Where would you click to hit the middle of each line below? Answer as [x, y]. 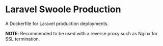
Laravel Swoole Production [63, 9]
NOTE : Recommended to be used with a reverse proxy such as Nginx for [81, 33]
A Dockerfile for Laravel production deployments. [57, 24]
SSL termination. [23, 39]
